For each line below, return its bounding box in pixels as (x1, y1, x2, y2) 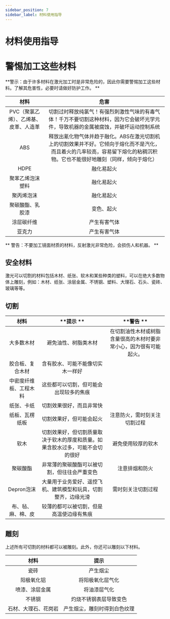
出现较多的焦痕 (54, 389, 90, 396)
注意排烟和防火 (117, 465, 153, 472)
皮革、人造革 (9, 123, 40, 130)
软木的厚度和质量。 (52, 436, 98, 443)
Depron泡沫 (8, 486, 36, 493)
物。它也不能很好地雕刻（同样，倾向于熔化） (51, 155, 158, 162)
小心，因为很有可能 (114, 343, 161, 350)
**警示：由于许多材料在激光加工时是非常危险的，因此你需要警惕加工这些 (5, 78, 156, 84)
